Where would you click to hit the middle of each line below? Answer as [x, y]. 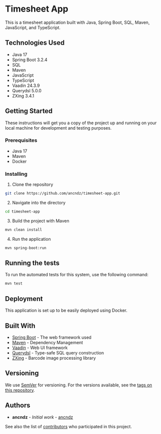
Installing [16, 174]
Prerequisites [21, 140]
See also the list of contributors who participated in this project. [69, 426]
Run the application [31, 239]
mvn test [14, 284]
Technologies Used [35, 43]
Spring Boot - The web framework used [52, 337]
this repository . [20, 390]
